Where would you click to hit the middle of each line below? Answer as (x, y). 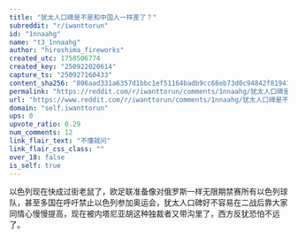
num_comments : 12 (41, 133)
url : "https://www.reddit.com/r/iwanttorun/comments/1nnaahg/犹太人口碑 (142, 100)
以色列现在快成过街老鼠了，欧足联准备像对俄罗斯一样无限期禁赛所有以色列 (145, 192)
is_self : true (35, 165)
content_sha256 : (39, 83)
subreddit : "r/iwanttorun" (59, 26)
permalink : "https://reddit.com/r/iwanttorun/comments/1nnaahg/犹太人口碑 (147, 91)
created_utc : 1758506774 (55, 58)
